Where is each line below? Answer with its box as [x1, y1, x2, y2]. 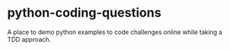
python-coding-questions [7, 5, 162, 21]
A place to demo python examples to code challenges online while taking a [7, 28, 223, 36]
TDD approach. [7, 35, 51, 43]
